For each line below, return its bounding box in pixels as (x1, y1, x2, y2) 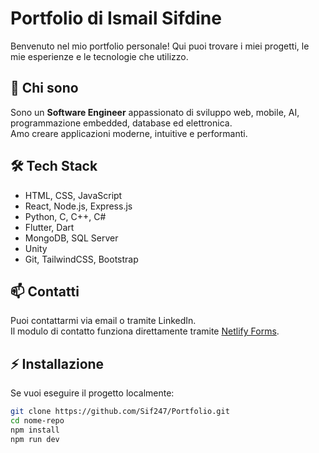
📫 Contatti (10, 283, 80, 300)
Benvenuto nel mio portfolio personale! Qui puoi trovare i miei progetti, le (10, 40, 310, 52)
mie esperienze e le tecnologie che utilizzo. (10, 50, 189, 62)
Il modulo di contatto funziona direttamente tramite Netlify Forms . (10, 325, 280, 337)
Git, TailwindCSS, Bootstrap (24, 253, 139, 265)
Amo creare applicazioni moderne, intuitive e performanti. (10, 127, 248, 139)
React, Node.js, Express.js (24, 200, 133, 212)
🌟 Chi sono (10, 80, 79, 97)
